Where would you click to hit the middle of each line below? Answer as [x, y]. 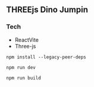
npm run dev [21, 67]
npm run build [24, 78]
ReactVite [26, 40]
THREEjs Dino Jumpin [47, 10]
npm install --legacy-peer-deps [46, 57]
